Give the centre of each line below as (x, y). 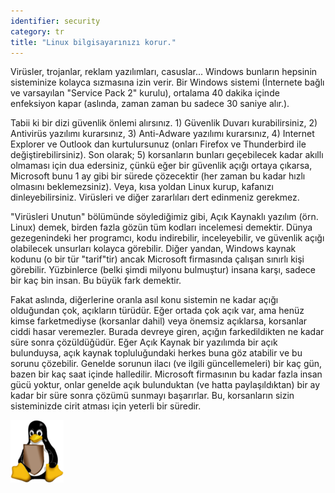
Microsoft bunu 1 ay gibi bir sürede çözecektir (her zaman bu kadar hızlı (158, 176)
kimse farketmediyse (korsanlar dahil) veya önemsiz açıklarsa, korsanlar (159, 321)
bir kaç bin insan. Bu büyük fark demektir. (96, 281)
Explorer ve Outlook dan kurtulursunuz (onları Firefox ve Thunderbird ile (158, 144)
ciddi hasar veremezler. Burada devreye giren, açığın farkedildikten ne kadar (167, 332)
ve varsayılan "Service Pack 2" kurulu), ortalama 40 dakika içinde (145, 93)
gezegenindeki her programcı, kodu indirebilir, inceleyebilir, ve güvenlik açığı (167, 238)
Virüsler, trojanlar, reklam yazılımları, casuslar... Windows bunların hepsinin (164, 72)
